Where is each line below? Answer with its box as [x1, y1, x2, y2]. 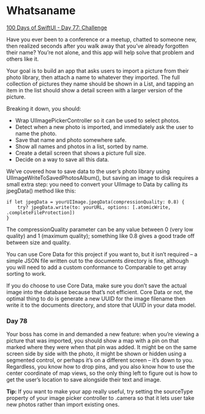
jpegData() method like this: [6, 187, 76, 194]
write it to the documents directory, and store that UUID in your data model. [6, 301, 196, 309]
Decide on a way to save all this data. [15, 155, 110, 163]
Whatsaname [6, 4, 76, 18]
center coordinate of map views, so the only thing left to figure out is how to [6, 369, 198, 377]
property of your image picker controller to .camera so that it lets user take [6, 394, 195, 402]
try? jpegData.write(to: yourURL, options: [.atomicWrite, [17, 204, 171, 210]
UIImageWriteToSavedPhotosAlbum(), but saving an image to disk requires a [6, 174, 199, 181]
